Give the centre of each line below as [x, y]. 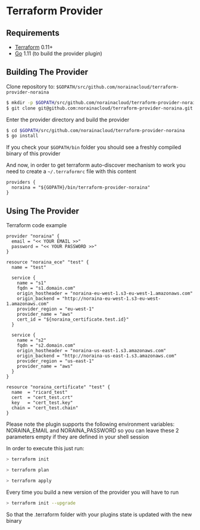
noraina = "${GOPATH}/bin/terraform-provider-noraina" [81, 188]
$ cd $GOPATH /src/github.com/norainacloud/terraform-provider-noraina [96, 130]
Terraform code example [37, 225]
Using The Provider [43, 211]
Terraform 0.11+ [34, 47]
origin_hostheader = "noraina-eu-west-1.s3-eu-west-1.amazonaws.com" [105, 294]
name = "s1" [32, 283]
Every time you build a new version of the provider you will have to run [93, 492]
